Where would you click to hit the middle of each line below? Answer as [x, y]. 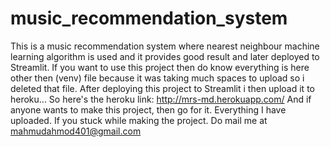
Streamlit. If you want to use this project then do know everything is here [160, 67]
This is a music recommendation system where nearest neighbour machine [165, 46]
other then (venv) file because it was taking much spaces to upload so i [157, 78]
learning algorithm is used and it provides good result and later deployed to [165, 56]
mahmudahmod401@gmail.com [76, 131]
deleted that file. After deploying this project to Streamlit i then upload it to [162, 88]
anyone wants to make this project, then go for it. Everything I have [148, 109]
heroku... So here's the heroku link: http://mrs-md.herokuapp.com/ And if [161, 99]
